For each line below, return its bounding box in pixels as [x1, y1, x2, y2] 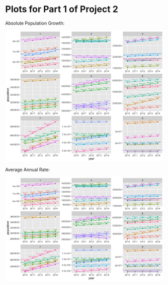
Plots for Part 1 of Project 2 [5, 4, 118, 15]
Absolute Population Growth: [5, 20, 65, 26]
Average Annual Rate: [5, 167, 50, 173]
